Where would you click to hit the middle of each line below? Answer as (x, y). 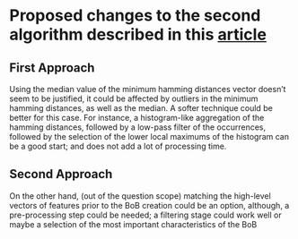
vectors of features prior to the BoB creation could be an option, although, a (149, 205)
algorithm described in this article (138, 34)
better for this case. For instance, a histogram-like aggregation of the (137, 118)
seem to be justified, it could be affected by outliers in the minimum (134, 98)
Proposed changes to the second (135, 16)
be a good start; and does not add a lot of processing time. (118, 146)
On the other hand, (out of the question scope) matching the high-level (140, 196)
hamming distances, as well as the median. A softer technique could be (141, 108)
